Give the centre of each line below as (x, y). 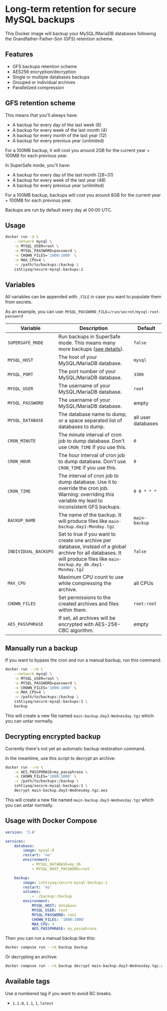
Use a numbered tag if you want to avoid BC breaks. (59, 993)
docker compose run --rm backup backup (46, 947)
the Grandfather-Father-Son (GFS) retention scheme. (59, 39)
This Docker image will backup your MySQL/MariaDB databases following (81, 33)
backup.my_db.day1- (81, 565)
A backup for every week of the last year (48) (59, 180)
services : (15, 841)
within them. (73, 610)
